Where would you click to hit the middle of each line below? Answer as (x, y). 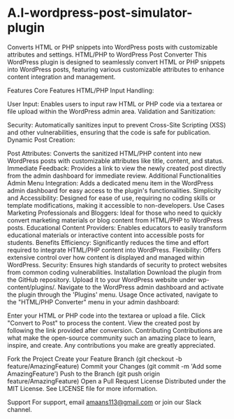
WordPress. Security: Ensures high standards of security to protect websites (117, 264)
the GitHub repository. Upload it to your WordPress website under (102, 279)
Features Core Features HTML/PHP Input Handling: (81, 90)
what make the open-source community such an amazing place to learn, (112, 338)
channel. (20, 409)
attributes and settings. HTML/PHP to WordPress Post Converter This (107, 55)
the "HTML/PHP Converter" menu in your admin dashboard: (94, 301)
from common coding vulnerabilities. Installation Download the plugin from (115, 272)
